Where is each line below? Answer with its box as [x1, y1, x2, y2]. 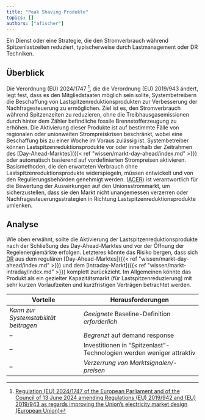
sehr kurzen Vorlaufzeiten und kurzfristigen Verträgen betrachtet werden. [6, 281, 192, 288]
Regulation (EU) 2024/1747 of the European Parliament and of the [15, 387, 180, 394]
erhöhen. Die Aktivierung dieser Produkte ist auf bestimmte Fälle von [6, 123, 179, 131]
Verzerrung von [83, 358, 128, 367]
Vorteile [31, 295, 56, 304]
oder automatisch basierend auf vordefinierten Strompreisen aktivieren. [6, 156, 186, 164]
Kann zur [9, 306, 35, 314]
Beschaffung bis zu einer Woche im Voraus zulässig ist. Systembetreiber [6, 137, 189, 144]
